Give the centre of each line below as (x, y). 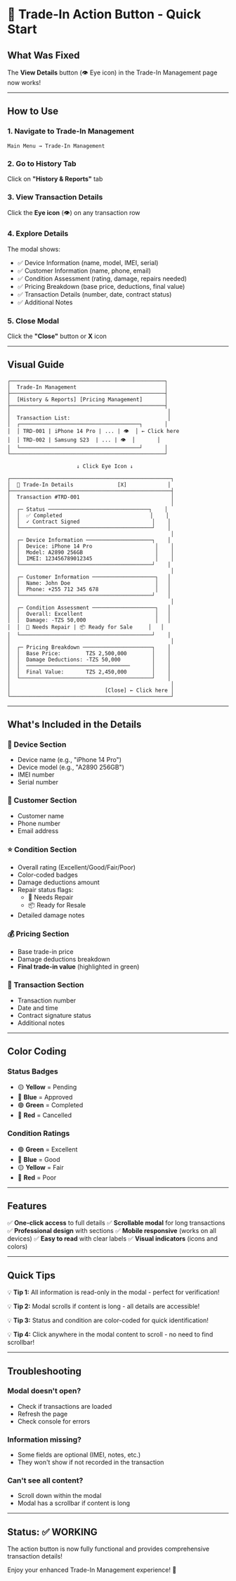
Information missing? (45, 1439)
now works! (24, 83)
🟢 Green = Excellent (47, 1149)
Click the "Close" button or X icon (57, 336)
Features (27, 1206)
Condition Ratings (39, 1133)
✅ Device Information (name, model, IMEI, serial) (88, 262)
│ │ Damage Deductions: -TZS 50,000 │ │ (89, 659)
